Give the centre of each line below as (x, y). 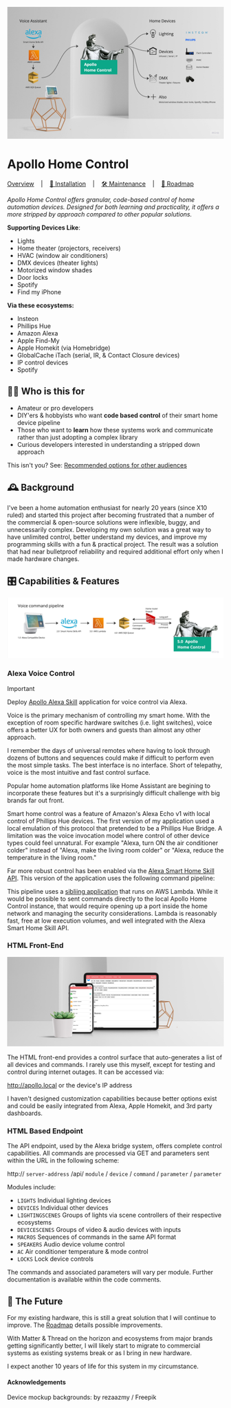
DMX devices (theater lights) (57, 263)
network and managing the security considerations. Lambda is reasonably (112, 913)
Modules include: (32, 1187)
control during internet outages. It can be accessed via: (86, 1072)
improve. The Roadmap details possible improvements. (85, 1325)
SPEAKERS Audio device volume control (71, 1244)
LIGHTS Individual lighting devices (64, 1200)
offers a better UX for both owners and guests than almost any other (104, 729)
